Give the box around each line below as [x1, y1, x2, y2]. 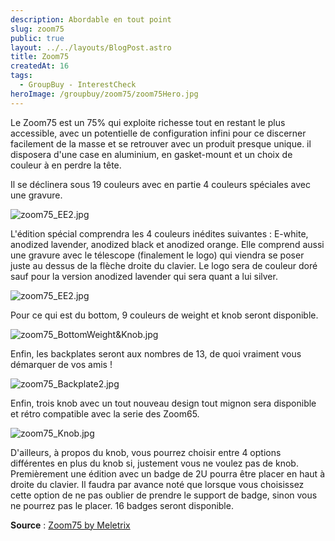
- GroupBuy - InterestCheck [19, 80, 137, 90]
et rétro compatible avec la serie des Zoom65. [10, 407, 200, 420]
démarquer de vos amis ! [10, 358, 113, 370]
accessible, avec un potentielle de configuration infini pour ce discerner [10, 127, 307, 139]
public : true [10, 33, 65, 43]
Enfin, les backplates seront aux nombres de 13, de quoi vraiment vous [10, 347, 302, 360]
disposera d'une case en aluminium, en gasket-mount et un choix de [10, 148, 293, 160]
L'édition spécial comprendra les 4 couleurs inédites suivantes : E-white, [10, 227, 309, 240]
